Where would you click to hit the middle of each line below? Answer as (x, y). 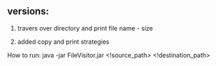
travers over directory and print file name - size (85, 28)
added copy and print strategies (63, 42)
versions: (28, 11)
